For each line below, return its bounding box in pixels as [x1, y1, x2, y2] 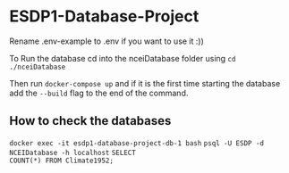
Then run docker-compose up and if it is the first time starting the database [9, 78, 281, 88]
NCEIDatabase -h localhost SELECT [9, 148, 136, 157]
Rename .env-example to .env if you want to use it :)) [9, 36, 204, 46]
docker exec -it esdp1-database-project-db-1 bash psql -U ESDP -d [9, 138, 264, 148]
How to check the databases [9, 113, 172, 128]
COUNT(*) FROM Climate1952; [9, 156, 115, 165]
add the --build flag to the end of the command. [9, 87, 189, 98]
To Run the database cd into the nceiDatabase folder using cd [9, 53, 236, 63]
